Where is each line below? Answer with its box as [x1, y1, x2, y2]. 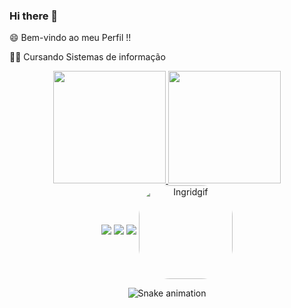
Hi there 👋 [9, 9, 59, 23]
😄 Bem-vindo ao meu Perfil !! [9, 32, 132, 44]
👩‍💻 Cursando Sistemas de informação [9, 51, 166, 63]
